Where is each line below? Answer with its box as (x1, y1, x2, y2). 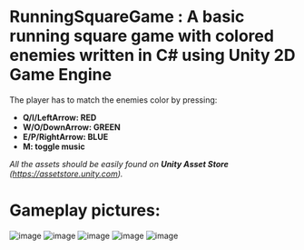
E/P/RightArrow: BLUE (22, 131, 109, 142)
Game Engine (9, 65, 112, 85)
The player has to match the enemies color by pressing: (9, 94, 218, 105)
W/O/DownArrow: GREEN (22, 121, 121, 133)
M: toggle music (22, 141, 85, 152)
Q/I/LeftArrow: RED (22, 112, 97, 123)
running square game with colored (9, 25, 275, 46)
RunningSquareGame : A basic (9, 6, 245, 27)
